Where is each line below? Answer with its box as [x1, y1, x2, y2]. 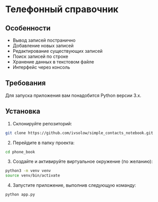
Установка [5, 107, 41, 116]
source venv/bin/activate [5, 173, 60, 178]
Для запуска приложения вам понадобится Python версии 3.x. [5, 92, 141, 98]
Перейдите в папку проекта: [12, 140, 75, 146]
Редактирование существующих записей [12, 48, 103, 54]
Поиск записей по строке [12, 53, 69, 59]
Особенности [5, 24, 51, 32]
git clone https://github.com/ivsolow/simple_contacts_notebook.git [5, 130, 153, 136]
